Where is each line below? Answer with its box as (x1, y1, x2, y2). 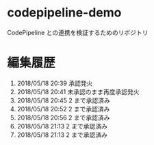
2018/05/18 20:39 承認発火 (16, 79, 93, 87)
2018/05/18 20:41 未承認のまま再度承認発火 (16, 87, 140, 96)
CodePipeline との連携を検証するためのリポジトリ (7, 28, 149, 36)
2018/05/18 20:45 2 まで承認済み (16, 96, 111, 104)
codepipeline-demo (7, 5, 122, 21)
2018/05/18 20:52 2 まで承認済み (16, 104, 110, 113)
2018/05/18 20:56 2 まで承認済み (16, 113, 110, 122)
